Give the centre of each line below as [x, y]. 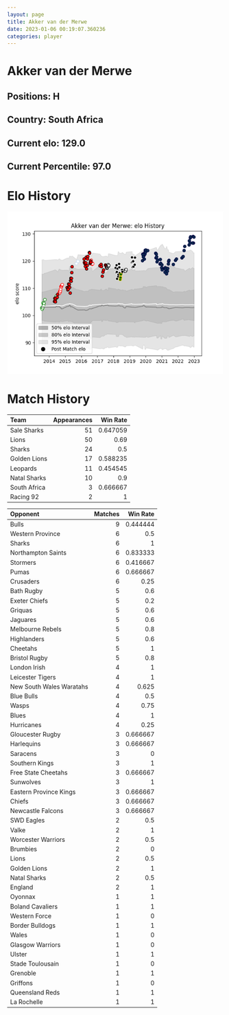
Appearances [73, 420]
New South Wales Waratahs [49, 687]
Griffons [21, 983]
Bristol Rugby [29, 658]
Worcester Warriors [37, 839]
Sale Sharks [27, 430]
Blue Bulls [24, 696]
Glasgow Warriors [35, 944]
